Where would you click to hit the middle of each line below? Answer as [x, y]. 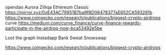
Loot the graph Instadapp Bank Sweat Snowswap [56, 38]
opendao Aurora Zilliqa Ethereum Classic [47, 7]
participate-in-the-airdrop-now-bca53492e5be [54, 28]
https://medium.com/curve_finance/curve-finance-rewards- [80, 23]
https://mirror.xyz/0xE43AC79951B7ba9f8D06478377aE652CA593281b [79, 12]
